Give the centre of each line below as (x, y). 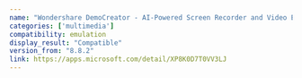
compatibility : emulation (58, 34)
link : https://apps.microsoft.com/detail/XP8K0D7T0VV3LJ (118, 59)
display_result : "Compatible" (66, 43)
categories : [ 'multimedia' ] (62, 26)
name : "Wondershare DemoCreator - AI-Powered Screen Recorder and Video (148, 17)
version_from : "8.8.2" (52, 51)
